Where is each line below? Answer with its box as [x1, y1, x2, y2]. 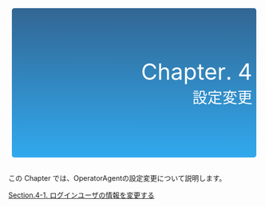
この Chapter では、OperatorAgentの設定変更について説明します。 [8, 174, 227, 182]
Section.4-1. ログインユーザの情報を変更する [8, 190, 155, 200]
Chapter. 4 [140, 57, 253, 86]
